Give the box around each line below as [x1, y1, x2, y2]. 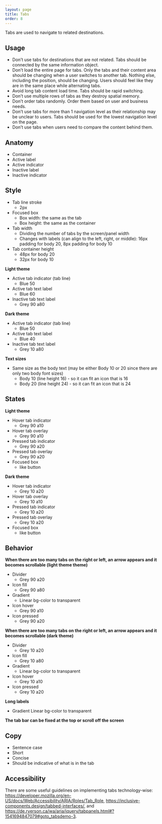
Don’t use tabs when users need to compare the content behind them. [12, 124, 154, 130]
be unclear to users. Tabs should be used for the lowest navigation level [12, 114, 157, 120]
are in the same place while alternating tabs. [12, 83, 101, 88]
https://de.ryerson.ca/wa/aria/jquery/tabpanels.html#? [5, 808, 115, 814]
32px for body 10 [19, 256, 54, 262]
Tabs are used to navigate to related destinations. [5, 30, 104, 36]
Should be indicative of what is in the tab [12, 760, 94, 766]
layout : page [5, 7, 32, 12]
